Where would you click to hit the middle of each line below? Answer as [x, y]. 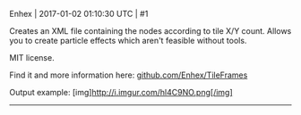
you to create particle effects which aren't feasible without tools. [128, 41]
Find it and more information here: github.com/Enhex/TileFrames [129, 75]
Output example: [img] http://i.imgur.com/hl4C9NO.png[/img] [121, 92]
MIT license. [32, 57]
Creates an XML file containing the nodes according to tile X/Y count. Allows [150, 31]
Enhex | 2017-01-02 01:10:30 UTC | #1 [79, 14]
